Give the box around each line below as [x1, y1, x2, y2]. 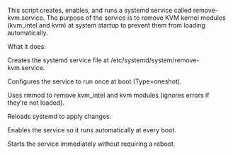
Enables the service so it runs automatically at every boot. [7, 126, 177, 134]
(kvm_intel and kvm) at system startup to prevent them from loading [7, 21, 205, 29]
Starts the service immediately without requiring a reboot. [7, 139, 176, 148]
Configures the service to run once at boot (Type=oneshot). [7, 77, 182, 86]
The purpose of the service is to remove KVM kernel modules [46, 13, 227, 22]
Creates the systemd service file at [7, 56, 110, 64]
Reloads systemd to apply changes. [7, 113, 112, 120]
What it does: [7, 42, 46, 50]
